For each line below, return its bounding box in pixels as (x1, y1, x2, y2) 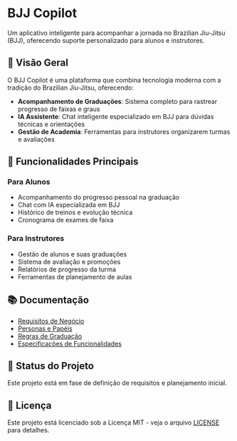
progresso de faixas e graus (17, 105, 100, 113)
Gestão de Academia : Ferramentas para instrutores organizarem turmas (17, 127, 231, 136)
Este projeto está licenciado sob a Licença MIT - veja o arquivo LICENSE (7, 418, 220, 427)
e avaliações (17, 135, 55, 143)
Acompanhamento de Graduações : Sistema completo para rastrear (17, 97, 218, 105)
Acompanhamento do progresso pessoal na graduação (17, 193, 180, 202)
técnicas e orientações (17, 120, 85, 128)
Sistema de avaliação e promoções (17, 257, 121, 266)
